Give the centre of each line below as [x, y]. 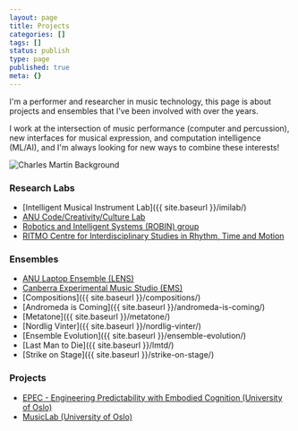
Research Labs [43, 187]
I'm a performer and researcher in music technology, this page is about [140, 101]
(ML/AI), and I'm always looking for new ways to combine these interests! [145, 147]
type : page [30, 59]
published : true [39, 68]
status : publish [39, 51]
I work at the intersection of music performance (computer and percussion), [149, 128]
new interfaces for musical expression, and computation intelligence [135, 138]
